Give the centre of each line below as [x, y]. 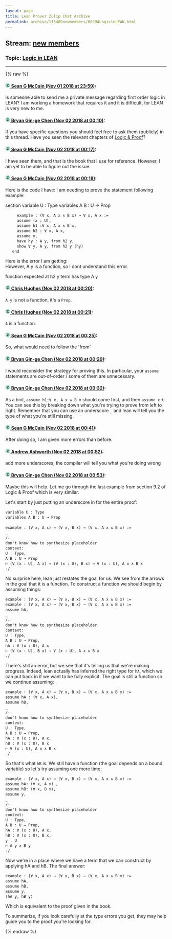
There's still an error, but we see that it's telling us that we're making [77, 665]
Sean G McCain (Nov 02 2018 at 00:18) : [54, 179]
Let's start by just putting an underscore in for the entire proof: [71, 502]
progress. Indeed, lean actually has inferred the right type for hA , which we [84, 671]
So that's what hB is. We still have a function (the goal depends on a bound [84, 763]
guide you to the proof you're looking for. [49, 922]
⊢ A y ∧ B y [18, 846]
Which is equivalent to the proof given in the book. [58, 906]
